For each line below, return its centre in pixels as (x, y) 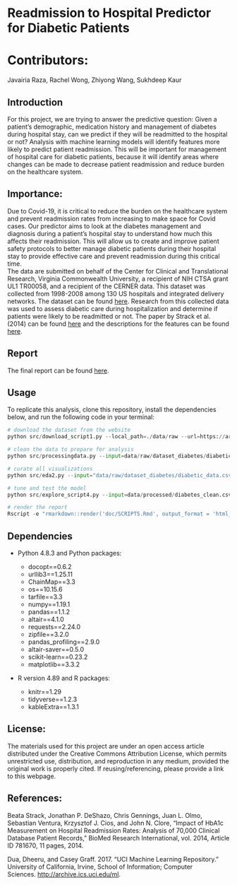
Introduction (35, 102)
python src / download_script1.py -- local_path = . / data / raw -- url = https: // (116, 437)
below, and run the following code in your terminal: (81, 417)
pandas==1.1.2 (49, 611)
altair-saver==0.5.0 (56, 649)
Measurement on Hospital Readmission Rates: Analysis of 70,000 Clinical (114, 830)
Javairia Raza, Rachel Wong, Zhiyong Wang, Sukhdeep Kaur (95, 80)
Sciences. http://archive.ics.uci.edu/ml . (64, 874)
